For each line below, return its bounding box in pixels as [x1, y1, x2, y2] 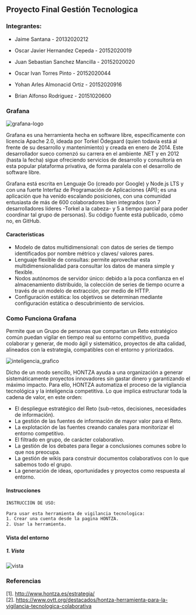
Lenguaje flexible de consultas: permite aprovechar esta [14, 256, 150, 263]
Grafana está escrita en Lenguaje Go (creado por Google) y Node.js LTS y [6, 180, 184, 187]
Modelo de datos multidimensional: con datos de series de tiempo [14, 244, 174, 251]
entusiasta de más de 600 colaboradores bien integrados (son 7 [6, 198, 161, 205]
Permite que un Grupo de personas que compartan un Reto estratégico [6, 328, 177, 335]
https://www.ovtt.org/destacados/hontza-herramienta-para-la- [15, 596, 168, 603]
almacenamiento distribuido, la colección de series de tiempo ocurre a [14, 281, 185, 288]
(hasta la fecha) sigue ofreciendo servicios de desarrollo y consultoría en [6, 156, 183, 163]
